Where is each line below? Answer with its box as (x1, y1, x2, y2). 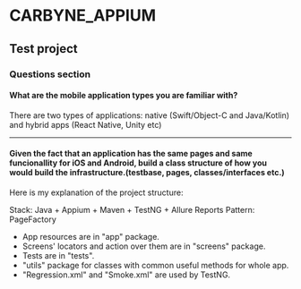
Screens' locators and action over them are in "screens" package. (21, 241, 266, 251)
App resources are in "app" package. (21, 231, 159, 242)
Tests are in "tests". (21, 250, 95, 260)
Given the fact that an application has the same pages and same (9, 149, 253, 159)
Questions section (9, 68, 91, 81)
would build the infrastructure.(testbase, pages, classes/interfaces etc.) (9, 167, 285, 178)
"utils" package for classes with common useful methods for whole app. (21, 259, 289, 270)
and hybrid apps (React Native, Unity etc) (9, 119, 162, 130)
